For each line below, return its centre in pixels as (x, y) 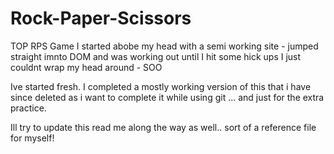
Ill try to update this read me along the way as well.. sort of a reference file (163, 127)
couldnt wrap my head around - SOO (86, 67)
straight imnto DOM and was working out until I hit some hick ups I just (156, 56)
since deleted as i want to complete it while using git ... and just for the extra (167, 97)
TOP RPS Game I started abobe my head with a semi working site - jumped (164, 46)
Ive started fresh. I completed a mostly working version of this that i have (161, 86)
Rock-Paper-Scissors (101, 18)
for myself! (32, 138)
